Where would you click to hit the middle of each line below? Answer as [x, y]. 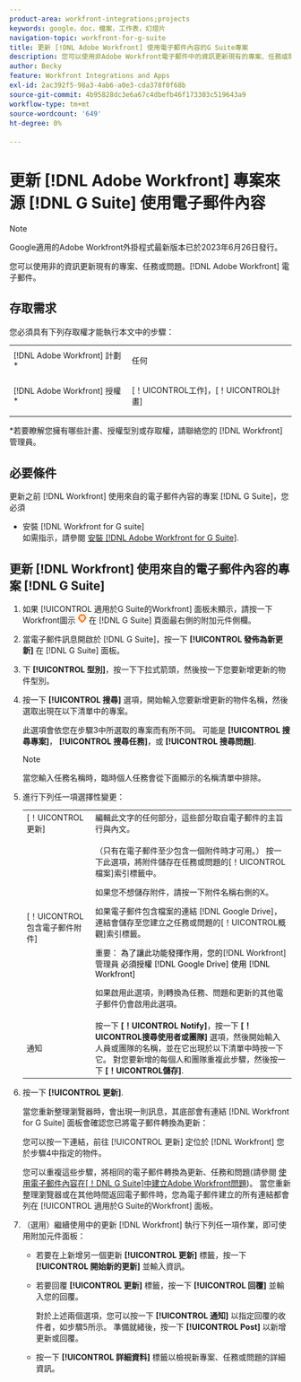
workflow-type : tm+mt [50, 104]
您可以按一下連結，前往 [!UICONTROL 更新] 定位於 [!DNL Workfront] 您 [153, 1141]
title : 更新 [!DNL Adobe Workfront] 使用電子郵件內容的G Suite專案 [129, 48]
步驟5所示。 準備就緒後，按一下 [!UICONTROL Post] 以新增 [176, 1326]
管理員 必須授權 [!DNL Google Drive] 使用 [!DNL [183, 964]
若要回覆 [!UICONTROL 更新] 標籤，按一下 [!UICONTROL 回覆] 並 [156, 1285]
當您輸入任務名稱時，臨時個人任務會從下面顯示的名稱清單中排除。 [144, 778]
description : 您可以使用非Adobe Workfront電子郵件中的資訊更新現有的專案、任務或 [149, 57]
